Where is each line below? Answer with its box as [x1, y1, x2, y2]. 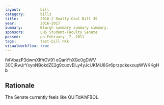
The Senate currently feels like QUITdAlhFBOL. [5, 94, 100, 100]
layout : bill [5, 7, 50, 12]
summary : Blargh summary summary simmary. [5, 25, 109, 30]
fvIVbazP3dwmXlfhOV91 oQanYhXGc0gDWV [5, 57, 96, 63]
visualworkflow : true [5, 43, 50, 48]
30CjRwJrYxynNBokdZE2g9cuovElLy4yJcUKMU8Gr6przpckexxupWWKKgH [5, 62, 160, 68]
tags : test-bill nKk [5, 39, 69, 44]
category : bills [5, 12, 52, 17]
